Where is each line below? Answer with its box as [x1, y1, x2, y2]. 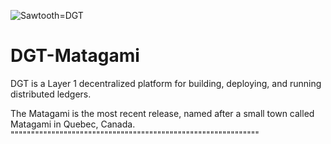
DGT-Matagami [10, 45, 140, 67]
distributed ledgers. [10, 88, 92, 100]
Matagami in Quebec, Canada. [10, 118, 136, 130]
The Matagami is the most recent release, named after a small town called [10, 107, 315, 119]
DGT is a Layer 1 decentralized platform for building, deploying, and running [10, 77, 322, 89]
